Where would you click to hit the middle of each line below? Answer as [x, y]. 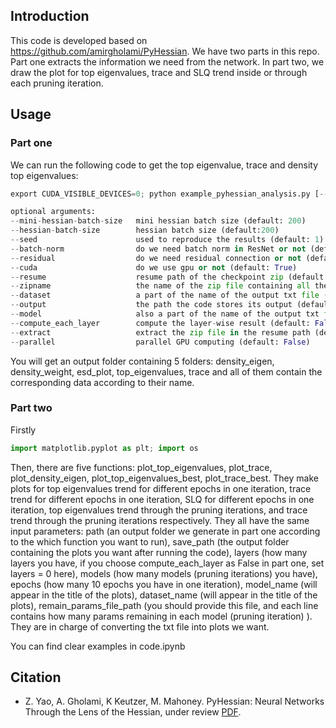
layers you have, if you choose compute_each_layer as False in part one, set [167, 563]
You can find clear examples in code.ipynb [98, 646]
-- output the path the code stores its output [151, 305]
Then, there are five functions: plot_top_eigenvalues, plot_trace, [141, 467]
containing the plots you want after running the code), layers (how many [159, 552]
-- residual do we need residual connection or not [156, 258]
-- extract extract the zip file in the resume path [160, 332]
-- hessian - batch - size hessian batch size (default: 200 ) [145, 230]
